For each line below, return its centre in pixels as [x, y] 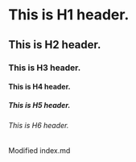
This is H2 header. [55, 45]
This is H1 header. [69, 15]
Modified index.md [39, 150]
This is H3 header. [45, 68]
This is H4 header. [39, 87]
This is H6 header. [39, 126]
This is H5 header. [39, 105]
